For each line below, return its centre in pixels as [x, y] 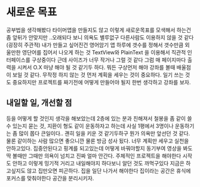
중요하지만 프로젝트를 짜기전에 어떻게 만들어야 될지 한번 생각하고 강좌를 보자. [101, 82]
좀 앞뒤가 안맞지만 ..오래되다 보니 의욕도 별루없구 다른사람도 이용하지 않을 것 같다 [100, 37]
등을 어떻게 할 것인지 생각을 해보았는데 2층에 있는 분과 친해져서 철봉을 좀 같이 [96, 118]
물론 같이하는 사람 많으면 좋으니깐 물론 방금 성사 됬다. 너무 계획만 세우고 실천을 [98, 140]
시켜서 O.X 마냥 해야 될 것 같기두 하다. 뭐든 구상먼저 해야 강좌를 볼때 [96, 67]
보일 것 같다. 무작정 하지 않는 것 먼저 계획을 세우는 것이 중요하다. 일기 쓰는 [98, 75]
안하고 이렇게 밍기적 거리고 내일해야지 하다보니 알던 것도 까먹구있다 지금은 [99, 163]
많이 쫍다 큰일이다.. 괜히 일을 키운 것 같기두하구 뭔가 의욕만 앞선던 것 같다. [104, 133]
